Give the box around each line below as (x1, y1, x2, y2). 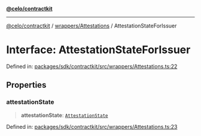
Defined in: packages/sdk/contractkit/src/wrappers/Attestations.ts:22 (6, 63, 178, 70)
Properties (6, 80, 47, 90)
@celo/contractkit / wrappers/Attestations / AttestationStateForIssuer (6, 22, 177, 29)
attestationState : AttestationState (20, 112, 108, 119)
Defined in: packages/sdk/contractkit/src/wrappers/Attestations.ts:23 (6, 123, 178, 130)
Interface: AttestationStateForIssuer (6, 43, 191, 57)
